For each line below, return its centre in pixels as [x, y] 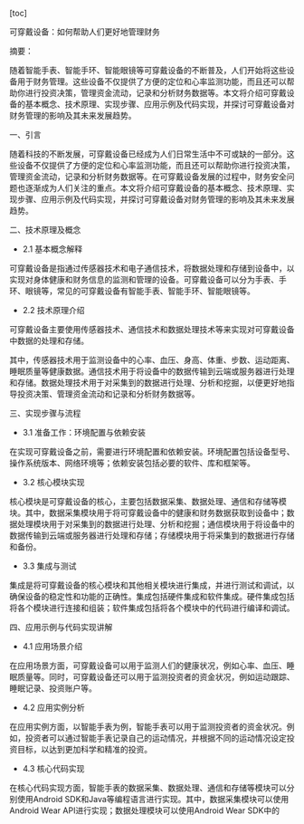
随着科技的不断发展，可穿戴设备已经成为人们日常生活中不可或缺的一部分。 [148, 154]
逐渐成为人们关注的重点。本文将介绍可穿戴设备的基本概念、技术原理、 [156, 188]
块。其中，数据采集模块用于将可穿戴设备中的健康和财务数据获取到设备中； [148, 513]
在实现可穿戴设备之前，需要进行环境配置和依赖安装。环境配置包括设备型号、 [152, 451]
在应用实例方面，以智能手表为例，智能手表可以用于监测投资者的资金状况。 [148, 727]
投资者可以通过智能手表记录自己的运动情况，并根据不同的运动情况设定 [156, 738]
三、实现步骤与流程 [45, 413]
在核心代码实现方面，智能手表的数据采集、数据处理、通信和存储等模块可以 [148, 788]
